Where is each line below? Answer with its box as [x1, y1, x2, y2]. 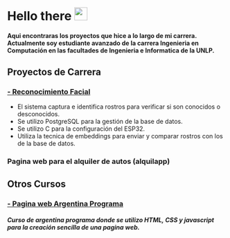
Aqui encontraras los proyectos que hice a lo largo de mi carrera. [7, 31, 197, 39]
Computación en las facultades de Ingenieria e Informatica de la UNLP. [7, 46, 215, 55]
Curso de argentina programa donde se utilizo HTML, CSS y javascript [7, 216, 215, 224]
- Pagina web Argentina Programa [7, 199, 123, 208]
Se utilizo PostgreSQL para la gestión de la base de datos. [17, 118, 184, 126]
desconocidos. [17, 110, 60, 118]
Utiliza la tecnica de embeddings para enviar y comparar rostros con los [17, 132, 223, 140]
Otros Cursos [7, 178, 67, 190]
